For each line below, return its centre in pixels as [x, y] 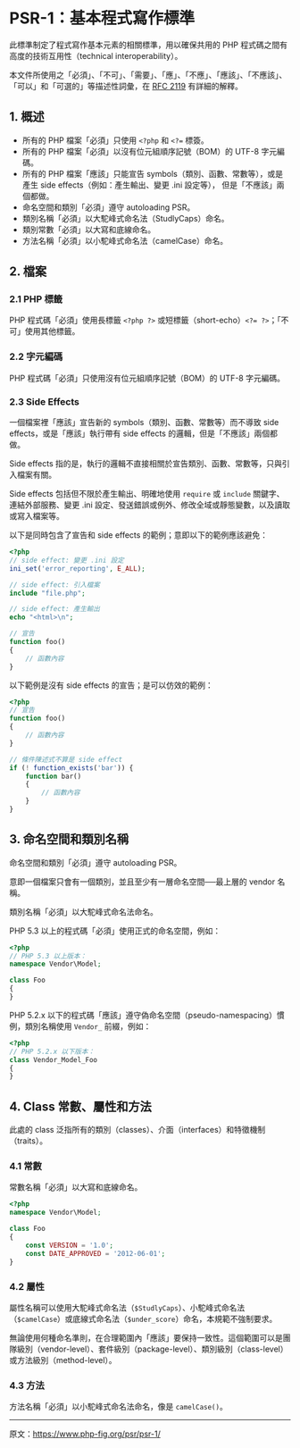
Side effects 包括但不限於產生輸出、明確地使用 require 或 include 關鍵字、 [147, 494]
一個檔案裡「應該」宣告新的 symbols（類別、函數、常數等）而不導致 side [144, 423]
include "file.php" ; [48, 593]
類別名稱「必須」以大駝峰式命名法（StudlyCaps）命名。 [125, 218]
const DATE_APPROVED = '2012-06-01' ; [96, 1253]
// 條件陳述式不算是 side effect [66, 759]
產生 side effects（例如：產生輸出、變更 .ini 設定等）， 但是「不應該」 [149, 185]
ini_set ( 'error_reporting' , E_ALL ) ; [77, 568]
